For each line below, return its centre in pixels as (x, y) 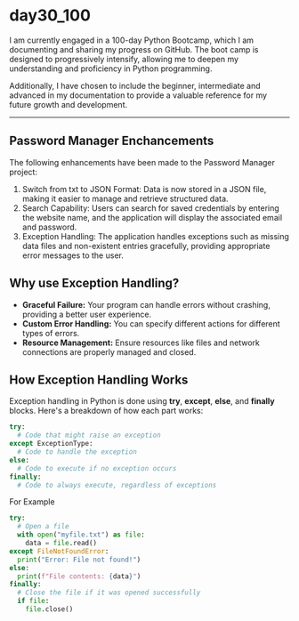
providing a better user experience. (87, 314)
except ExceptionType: (51, 444)
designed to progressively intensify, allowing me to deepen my (124, 59)
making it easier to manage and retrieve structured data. (125, 198)
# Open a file (43, 527)
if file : (33, 601)
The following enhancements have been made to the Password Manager (142, 162)
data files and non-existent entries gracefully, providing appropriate (146, 246)
